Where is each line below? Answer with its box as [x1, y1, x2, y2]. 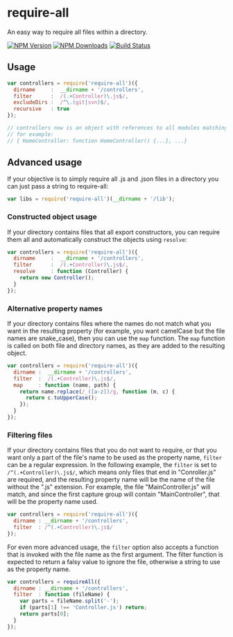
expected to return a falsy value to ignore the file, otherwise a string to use [7, 557, 221, 566]
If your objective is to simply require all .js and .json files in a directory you [7, 175, 219, 183]
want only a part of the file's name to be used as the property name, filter [7, 453, 223, 462]
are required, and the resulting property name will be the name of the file [7, 475, 215, 484]
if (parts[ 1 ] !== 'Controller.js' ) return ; [19, 604, 148, 611]
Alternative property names [7, 304, 103, 313]
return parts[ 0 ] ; [19, 611, 70, 618]
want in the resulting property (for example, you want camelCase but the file [7, 327, 225, 335]
